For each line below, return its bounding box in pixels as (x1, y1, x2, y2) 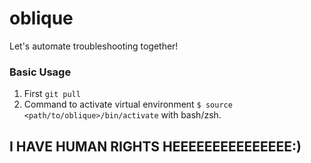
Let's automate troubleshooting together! (9, 40, 179, 52)
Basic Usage (9, 65, 72, 79)
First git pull (23, 88, 81, 100)
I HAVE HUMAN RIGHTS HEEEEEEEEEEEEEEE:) (9, 138, 302, 155)
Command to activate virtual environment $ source (23, 98, 233, 111)
